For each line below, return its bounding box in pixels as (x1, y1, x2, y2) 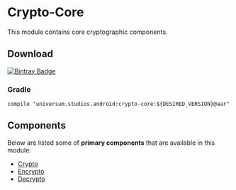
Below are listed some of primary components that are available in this (7, 138, 215, 147)
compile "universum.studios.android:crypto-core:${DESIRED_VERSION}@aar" (7, 100, 230, 108)
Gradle (7, 84, 31, 94)
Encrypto (17, 167, 45, 175)
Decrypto (17, 174, 45, 183)
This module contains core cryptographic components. (7, 28, 168, 36)
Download (7, 48, 53, 60)
